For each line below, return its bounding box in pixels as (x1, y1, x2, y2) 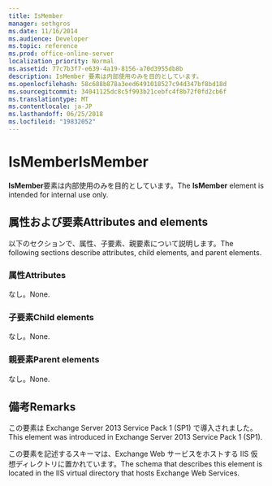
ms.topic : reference (8, 42, 79, 50)
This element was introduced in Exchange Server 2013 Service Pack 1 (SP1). (8, 432, 263, 442)
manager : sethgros (8, 20, 71, 28)
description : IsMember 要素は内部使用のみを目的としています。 (8, 72, 203, 80)
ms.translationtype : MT (8, 95, 89, 103)
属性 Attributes (8, 269, 67, 280)
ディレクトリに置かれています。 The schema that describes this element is (15, 459, 263, 469)
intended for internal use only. (8, 189, 109, 199)
